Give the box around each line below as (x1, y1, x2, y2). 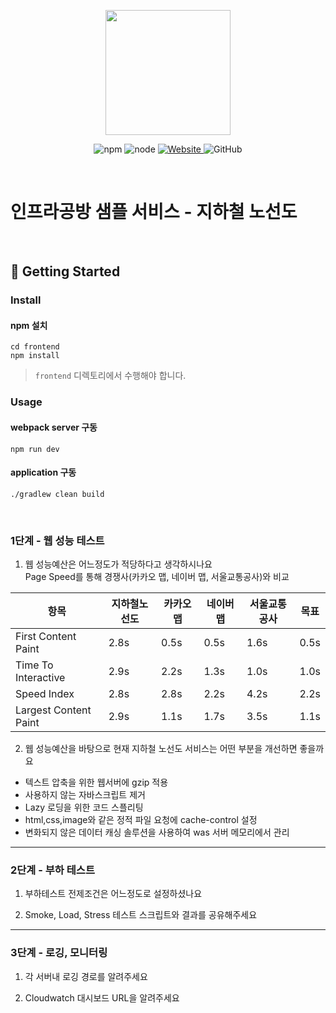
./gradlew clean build (10, 489, 105, 499)
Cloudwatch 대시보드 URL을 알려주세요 (24, 991, 180, 1004)
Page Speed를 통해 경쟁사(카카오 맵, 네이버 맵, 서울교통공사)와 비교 (24, 571, 290, 583)
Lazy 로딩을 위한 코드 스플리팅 (24, 801, 144, 814)
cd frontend (10, 342, 60, 352)
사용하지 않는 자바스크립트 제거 (24, 789, 146, 801)
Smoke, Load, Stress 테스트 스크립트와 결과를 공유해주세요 (24, 909, 258, 921)
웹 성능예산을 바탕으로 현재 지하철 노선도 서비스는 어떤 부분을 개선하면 (24, 743, 298, 755)
